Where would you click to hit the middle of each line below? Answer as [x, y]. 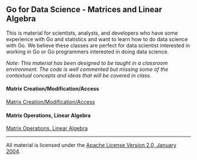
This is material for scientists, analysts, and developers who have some [92, 33]
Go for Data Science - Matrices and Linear [84, 10]
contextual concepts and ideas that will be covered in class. [79, 75]
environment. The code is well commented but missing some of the [87, 69]
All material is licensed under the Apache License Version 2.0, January [91, 145]
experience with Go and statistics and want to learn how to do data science [97, 39]
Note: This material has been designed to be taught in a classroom [87, 63]
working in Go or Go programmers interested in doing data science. [87, 52]
